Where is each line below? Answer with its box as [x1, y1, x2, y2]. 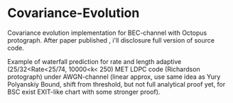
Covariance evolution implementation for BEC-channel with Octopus [7, 28, 207, 37]
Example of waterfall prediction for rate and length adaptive [7, 57, 182, 65]
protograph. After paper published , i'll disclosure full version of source [7, 36, 215, 44]
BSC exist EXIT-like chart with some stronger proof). [7, 87, 161, 96]
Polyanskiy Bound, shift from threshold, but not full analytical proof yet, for [7, 80, 226, 88]
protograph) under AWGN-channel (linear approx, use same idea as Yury [7, 72, 221, 81]
